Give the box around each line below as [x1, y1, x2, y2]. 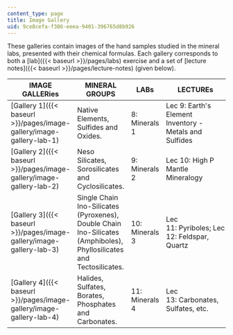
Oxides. [77, 131, 103, 141]
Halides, [77, 273, 104, 283]
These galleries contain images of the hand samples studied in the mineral [7, 42, 220, 51]
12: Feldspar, [166, 232, 209, 241]
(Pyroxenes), [77, 210, 119, 220]
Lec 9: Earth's [166, 101, 212, 111]
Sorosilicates [77, 164, 119, 174]
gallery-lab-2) [10, 182, 60, 191]
